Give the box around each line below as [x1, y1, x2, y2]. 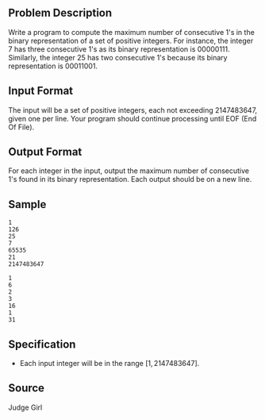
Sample [8, 198, 47, 211]
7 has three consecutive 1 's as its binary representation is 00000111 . [8, 44, 230, 54]
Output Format [8, 145, 83, 159]
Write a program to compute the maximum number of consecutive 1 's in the [8, 27, 255, 37]
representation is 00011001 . [8, 61, 98, 71]
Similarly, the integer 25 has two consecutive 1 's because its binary [8, 52, 228, 62]
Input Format [8, 84, 74, 98]
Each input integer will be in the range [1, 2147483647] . [19, 359, 200, 368]
